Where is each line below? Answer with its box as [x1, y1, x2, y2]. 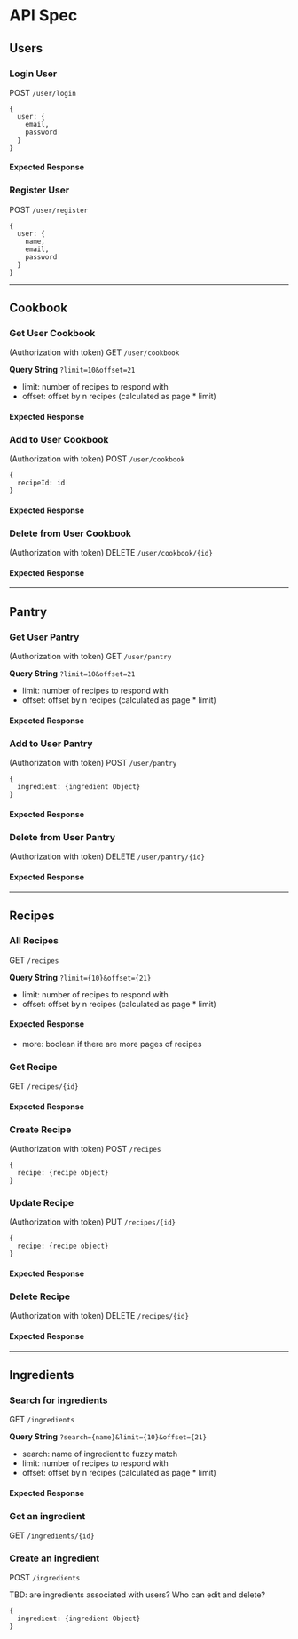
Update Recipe [9, 1197, 74, 1210]
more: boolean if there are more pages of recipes [21, 1039, 202, 1049]
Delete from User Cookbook [9, 527, 131, 540]
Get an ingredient [9, 1509, 86, 1522]
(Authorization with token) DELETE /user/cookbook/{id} [9, 548, 213, 558]
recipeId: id [17, 478, 66, 488]
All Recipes [9, 934, 59, 947]
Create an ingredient [9, 1552, 100, 1564]
